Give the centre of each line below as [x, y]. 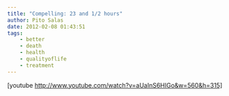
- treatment [37, 65]
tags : [15, 33]
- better [32, 40]
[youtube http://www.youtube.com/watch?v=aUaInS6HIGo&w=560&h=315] [115, 85]
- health [32, 53]
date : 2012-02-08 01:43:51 [46, 26]
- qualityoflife [44, 59]
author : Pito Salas [35, 20]
